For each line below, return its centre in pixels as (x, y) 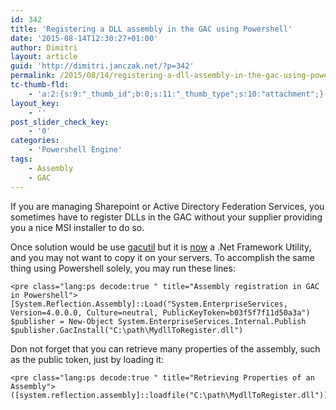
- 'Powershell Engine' (75, 150)
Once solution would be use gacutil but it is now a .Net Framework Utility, (161, 247)
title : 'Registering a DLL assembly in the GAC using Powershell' (151, 29)
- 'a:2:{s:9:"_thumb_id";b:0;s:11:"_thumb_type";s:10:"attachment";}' (178, 94)
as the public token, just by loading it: (87, 359)
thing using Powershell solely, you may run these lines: (123, 268)
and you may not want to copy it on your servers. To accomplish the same (162, 257)
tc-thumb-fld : (40, 85)
